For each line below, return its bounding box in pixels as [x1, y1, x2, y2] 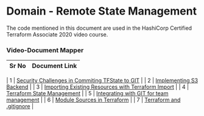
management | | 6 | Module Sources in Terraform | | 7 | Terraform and [6, 96, 181, 104]
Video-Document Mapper [6, 46, 84, 54]
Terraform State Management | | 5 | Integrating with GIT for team [6, 90, 169, 97]
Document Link [32, 62, 77, 70]
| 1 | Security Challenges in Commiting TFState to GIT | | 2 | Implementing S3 [6, 77, 199, 84]
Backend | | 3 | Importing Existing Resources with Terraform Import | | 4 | [6, 83, 189, 90]
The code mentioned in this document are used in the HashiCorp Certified [6, 24, 192, 32]
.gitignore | [6, 103, 34, 110]
